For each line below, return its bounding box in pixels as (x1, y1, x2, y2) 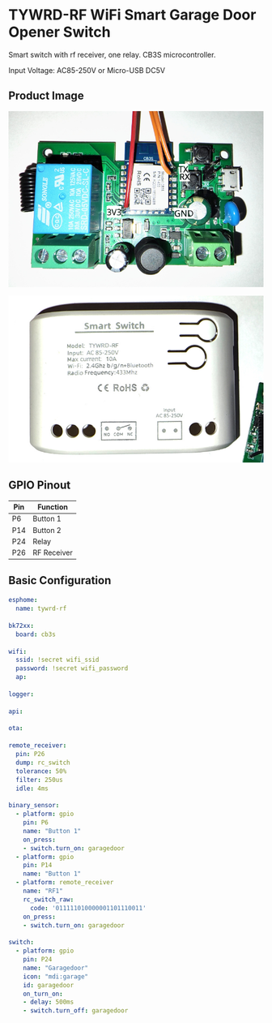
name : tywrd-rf (15, 604, 67, 613)
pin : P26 (15, 750, 45, 759)
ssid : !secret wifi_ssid (15, 655, 100, 664)
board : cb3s (15, 630, 57, 638)
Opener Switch (8, 23, 111, 41)
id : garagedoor (23, 981, 74, 989)
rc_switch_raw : (23, 895, 74, 904)
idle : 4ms (15, 784, 49, 793)
